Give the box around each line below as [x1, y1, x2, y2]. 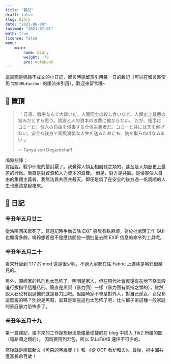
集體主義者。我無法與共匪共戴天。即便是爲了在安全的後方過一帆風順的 [14, 176, 161, 183]
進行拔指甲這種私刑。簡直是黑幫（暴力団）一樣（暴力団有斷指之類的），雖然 [5, 284, 164, 290]
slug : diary [5, 17, 31, 22]
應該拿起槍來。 [14, 183, 46, 189]
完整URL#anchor [11, 81, 42, 86]
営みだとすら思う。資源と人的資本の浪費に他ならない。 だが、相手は [17, 117, 162, 124]
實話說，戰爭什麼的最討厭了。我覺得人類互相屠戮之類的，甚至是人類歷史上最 [5, 164, 166, 170]
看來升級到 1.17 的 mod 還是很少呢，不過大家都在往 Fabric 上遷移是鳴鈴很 [5, 261, 159, 267]
